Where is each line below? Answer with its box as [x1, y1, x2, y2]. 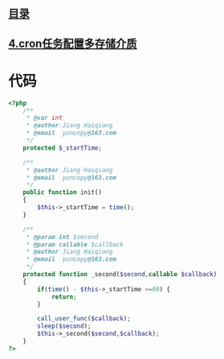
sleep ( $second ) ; [37, 322, 92, 331]
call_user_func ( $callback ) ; [37, 315, 131, 323]
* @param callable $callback [26, 240, 124, 249]
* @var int [26, 114, 63, 122]
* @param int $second [26, 233, 99, 241]
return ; [51, 292, 78, 301]
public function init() [22, 188, 103, 196]
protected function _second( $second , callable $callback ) [22, 270, 218, 279]
